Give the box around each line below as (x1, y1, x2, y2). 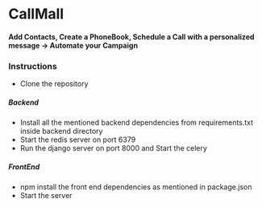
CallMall (8, 5, 64, 23)
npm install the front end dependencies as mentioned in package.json (19, 182, 252, 192)
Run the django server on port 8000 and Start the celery (19, 143, 208, 153)
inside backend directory (19, 126, 103, 136)
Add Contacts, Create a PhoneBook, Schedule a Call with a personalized (8, 31, 255, 41)
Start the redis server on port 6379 (19, 135, 136, 145)
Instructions (8, 60, 58, 72)
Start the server (19, 191, 73, 201)
